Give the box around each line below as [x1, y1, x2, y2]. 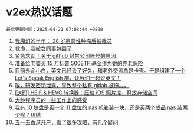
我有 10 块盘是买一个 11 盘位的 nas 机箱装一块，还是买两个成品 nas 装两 [14, 104, 188, 111]
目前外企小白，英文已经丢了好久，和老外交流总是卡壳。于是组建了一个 [14, 67, 186, 74]
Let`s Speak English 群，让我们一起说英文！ [14, 74, 121, 81]
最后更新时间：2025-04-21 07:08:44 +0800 [6, 26, 103, 32]
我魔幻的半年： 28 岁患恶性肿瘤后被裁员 [14, 37, 112, 44]
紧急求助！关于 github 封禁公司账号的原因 [14, 52, 116, 59]
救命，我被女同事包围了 [14, 45, 72, 52]
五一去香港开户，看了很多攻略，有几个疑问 [14, 119, 119, 126]
